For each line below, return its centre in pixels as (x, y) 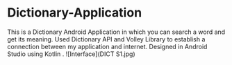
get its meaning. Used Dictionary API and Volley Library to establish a (106, 39)
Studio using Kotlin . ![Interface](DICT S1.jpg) (71, 54)
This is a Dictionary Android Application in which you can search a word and (116, 32)
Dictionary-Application (75, 13)
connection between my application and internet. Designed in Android (107, 46)
